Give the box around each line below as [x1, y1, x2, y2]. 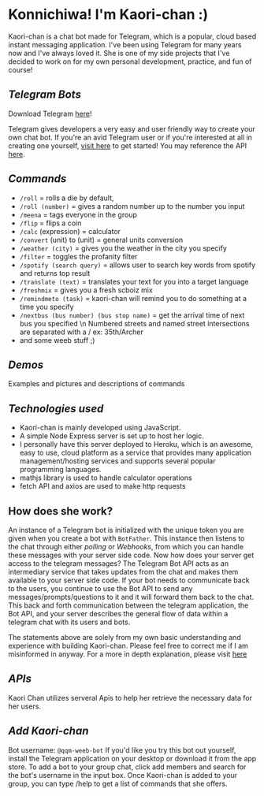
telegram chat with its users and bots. [8, 617, 131, 627]
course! [8, 65, 33, 74]
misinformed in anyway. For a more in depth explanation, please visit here [8, 649, 247, 659]
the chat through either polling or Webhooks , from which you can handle [8, 542, 244, 551]
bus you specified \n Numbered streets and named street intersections [19, 318, 250, 328]
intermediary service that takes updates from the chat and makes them [8, 567, 239, 576]
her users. [8, 701, 42, 711]
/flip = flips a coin [19, 218, 82, 228]
